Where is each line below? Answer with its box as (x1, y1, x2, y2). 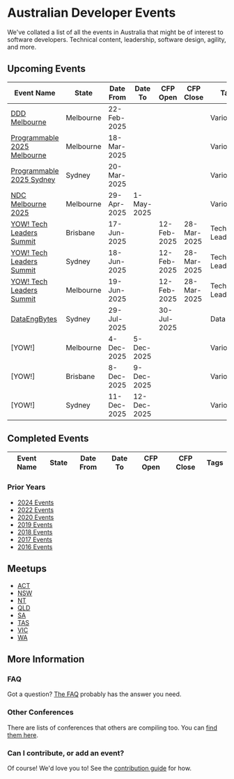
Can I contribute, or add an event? (7, 748, 125, 757)
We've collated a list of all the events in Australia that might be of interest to (7, 28, 224, 36)
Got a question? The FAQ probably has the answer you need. (7, 690, 182, 698)
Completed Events (7, 433, 89, 445)
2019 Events (17, 520, 53, 529)
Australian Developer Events (7, 5, 176, 21)
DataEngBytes (10, 314, 58, 323)
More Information (7, 654, 85, 665)
